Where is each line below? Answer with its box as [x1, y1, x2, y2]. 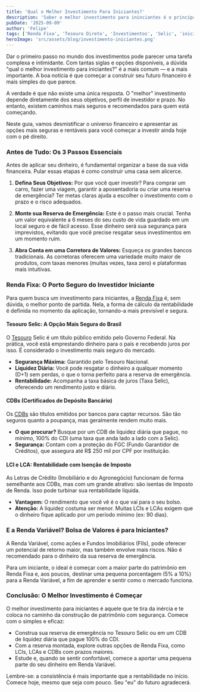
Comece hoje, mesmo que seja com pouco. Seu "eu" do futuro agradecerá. [6, 678, 192, 686]
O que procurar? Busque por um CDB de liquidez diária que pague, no [14, 428, 188, 435]
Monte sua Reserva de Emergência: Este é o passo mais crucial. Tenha [14, 210, 192, 217]
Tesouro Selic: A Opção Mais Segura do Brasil [6, 320, 122, 328]
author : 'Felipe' [6, 25, 49, 32]
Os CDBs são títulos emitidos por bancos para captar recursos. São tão [6, 410, 182, 418]
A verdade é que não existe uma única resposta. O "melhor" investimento [6, 90, 186, 97]
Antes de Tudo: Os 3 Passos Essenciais [6, 147, 123, 156]
